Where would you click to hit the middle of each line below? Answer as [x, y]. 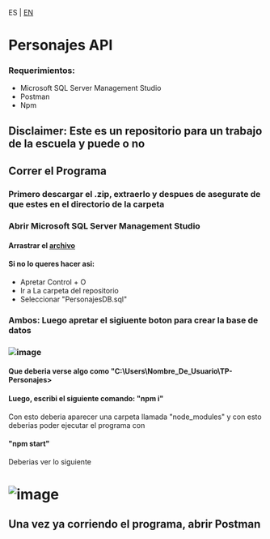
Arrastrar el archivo [42, 245]
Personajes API [61, 45]
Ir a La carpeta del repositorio [69, 290]
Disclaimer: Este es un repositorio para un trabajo [135, 131]
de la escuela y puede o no [77, 143]
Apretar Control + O [53, 282]
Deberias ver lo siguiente [50, 461]
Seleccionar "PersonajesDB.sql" [74, 299]
